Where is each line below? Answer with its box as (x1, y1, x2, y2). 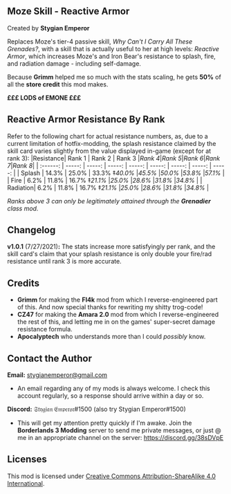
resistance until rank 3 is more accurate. (7, 257, 122, 266)
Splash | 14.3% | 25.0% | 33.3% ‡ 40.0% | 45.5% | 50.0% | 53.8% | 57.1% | (20, 169, 225, 177)
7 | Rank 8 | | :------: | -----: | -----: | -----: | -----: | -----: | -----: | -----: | (7, 161, 212, 170)
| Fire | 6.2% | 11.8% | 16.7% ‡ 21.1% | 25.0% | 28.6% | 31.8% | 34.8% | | (7, 176, 203, 184)
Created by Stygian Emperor (7, 24, 90, 32)
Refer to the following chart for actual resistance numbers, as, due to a (7, 131, 209, 140)
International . (7, 479, 45, 487)
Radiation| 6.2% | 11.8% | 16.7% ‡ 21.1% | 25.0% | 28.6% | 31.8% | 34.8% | (7, 183, 210, 192)
